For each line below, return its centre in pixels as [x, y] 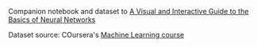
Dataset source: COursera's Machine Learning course [96, 35]
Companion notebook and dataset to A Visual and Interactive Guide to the [128, 11]
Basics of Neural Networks [52, 20]
